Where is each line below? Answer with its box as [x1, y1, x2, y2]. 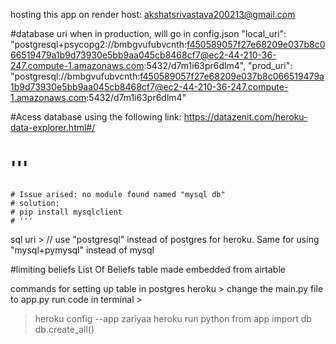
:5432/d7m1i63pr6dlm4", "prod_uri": [143, 60, 293, 71]
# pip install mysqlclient [10, 207, 123, 217]
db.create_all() [34, 323, 95, 335]
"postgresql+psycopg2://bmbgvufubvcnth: [10, 39, 188, 50]
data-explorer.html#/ [10, 122, 96, 133]
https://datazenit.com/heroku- [183, 111, 308, 123]
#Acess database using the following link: [10, 111, 182, 123]
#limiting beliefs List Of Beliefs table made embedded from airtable [10, 263, 286, 275]
